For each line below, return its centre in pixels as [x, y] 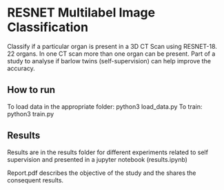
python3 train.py [31, 114]
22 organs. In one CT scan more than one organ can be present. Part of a [111, 54]
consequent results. [35, 180]
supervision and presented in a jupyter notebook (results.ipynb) [98, 159]
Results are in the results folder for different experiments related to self [108, 152]
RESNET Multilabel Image [81, 13]
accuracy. [21, 68]
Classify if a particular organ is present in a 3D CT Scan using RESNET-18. [112, 46]
